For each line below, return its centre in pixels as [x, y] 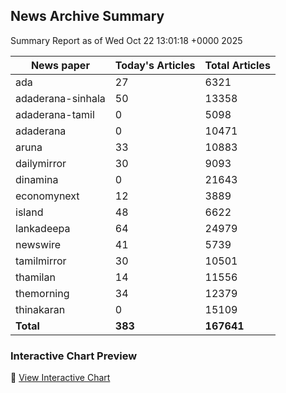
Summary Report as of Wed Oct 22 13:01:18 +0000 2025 [126, 40]
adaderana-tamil [55, 114]
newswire [38, 244]
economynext [47, 196]
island [29, 212]
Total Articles [237, 65]
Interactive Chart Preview [74, 356]
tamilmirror [41, 261]
